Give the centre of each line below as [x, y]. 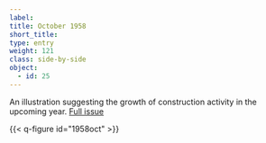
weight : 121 [32, 51]
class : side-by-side [48, 59]
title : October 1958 [48, 26]
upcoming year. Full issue [57, 111]
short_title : [34, 34]
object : [24, 68]
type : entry [32, 43]
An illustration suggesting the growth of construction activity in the [133, 102]
